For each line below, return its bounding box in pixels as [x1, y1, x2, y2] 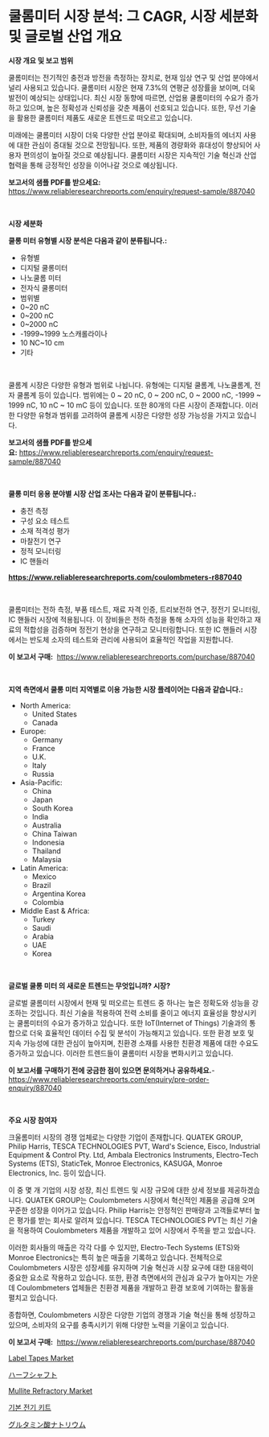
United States [31, 709, 78, 719]
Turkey [31, 915, 55, 924]
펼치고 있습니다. [8, 1293, 59, 1303]
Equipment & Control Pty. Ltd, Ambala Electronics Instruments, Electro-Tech [8, 1150, 259, 1159]
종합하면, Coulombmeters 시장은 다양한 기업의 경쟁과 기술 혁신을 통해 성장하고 [8, 1310, 256, 1319]
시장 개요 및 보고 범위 [8, 56, 74, 65]
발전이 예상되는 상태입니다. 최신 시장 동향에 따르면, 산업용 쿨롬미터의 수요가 [8, 93, 244, 102]
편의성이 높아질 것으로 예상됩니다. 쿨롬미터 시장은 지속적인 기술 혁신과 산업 [22, 150, 257, 159]
